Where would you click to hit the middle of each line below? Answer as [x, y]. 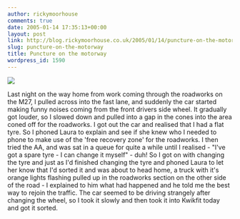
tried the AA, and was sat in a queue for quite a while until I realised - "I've [117, 147]
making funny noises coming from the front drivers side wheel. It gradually [117, 109]
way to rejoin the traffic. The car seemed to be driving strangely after [109, 193]
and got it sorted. [33, 208]
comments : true [30, 21]
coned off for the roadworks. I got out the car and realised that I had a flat [116, 124]
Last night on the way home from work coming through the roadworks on [115, 94]
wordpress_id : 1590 [36, 61]
